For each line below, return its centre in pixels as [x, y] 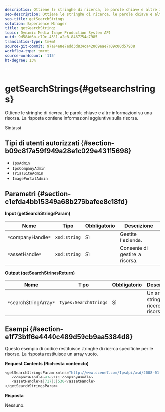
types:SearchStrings [84, 302]
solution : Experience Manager [36, 23]
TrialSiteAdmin [28, 173]
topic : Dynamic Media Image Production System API [58, 33]
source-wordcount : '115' [30, 55]
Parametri [20, 194]
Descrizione [139, 226]
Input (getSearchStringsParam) [38, 213]
